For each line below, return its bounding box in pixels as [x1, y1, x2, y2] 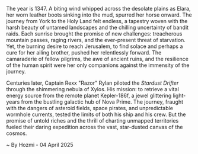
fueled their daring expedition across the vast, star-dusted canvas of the [6, 124, 183, 130]
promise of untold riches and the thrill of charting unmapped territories [6, 117, 179, 124]
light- [173, 92, 186, 99]
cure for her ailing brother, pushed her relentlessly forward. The [6, 49, 162, 56]
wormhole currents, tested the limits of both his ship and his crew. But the [6, 111, 186, 118]
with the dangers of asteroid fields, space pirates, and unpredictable [6, 105, 174, 111]
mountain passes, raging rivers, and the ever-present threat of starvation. [6, 37, 186, 43]
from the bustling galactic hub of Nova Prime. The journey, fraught [21, 98, 184, 105]
